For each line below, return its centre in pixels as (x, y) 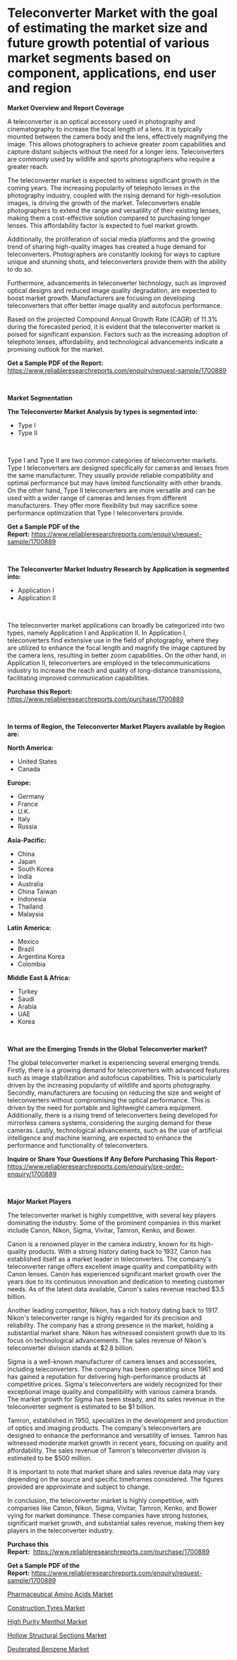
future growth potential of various (109, 43)
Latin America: (29, 928)
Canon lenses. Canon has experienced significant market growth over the (114, 1274)
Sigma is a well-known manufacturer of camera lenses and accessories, (112, 1361)
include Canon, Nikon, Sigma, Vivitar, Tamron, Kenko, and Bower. (102, 1230)
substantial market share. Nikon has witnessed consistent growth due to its (116, 1332)
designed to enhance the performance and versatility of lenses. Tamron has (117, 1435)
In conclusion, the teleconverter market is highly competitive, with (103, 1500)
